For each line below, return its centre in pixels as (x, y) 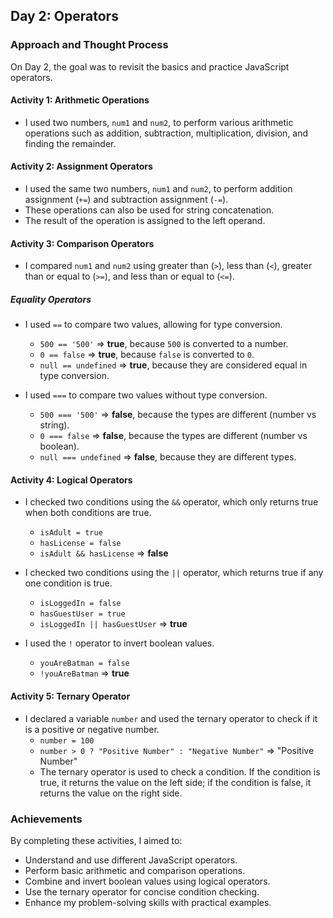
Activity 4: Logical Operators (71, 480)
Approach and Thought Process (89, 45)
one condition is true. (68, 583)
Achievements (46, 819)
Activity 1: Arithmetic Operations (80, 100)
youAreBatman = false (84, 664)
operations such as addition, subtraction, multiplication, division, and (166, 133)
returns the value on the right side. (111, 793)
